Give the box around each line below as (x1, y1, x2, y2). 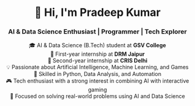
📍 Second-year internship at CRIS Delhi (47, 57, 148, 64)
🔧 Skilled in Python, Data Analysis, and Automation (33, 70, 162, 78)
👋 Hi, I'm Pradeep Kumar (34, 6, 161, 20)
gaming (88, 86, 107, 94)
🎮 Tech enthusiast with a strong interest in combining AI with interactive (6, 77, 189, 85)
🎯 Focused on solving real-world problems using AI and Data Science (9, 93, 186, 100)
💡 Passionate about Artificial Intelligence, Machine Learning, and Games (6, 64, 189, 71)
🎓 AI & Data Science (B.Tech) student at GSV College (29, 42, 166, 49)
